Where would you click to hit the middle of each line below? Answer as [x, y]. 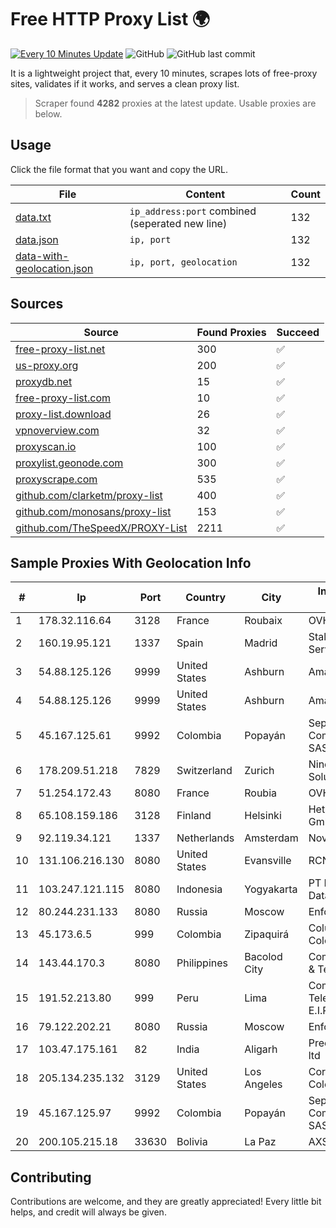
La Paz [260, 1142]
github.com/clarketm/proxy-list [89, 495]
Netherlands [205, 838]
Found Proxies [231, 332]
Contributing [51, 1177]
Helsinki [263, 816]
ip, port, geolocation [183, 262]
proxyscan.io [46, 446]
